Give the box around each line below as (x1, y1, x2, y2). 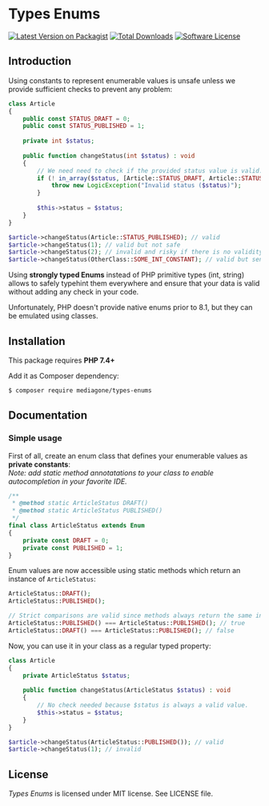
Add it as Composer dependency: (8, 371, 119, 380)
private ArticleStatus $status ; (22, 672, 130, 680)
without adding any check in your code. (8, 287, 139, 297)
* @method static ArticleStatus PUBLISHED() (11, 507, 163, 515)
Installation (8, 334, 66, 348)
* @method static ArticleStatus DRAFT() (11, 499, 149, 507)
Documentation (8, 409, 88, 423)
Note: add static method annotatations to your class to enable (8, 467, 214, 477)
